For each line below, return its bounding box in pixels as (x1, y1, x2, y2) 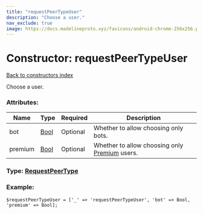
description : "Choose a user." (6, 14, 85, 20)
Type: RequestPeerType (6, 167, 79, 175)
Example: (6, 183, 34, 192)
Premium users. (93, 149, 138, 157)
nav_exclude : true (6, 20, 53, 26)
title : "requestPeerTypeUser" (6, 8, 83, 15)
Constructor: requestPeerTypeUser (6, 52, 188, 65)
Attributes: (6, 98, 39, 107)
